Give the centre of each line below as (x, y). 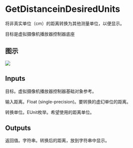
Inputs (15, 78)
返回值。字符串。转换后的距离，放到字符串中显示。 (57, 141)
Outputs (18, 128)
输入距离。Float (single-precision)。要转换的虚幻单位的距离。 (68, 101)
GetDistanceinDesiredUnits (63, 9)
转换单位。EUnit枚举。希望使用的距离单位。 (50, 112)
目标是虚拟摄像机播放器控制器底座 (40, 34)
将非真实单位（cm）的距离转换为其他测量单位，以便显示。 (65, 23)
